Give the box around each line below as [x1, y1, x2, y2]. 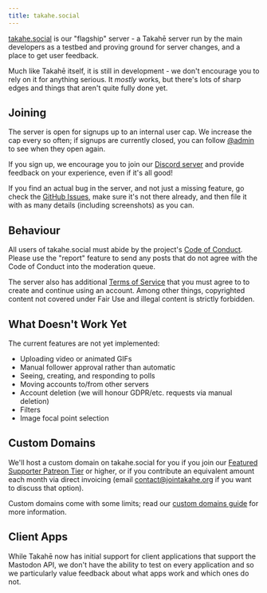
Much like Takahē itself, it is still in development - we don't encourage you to [8, 65, 261, 76]
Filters [19, 405, 41, 415]
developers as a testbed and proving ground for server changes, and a [8, 42, 241, 52]
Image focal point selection [19, 413, 109, 423]
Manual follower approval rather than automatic [19, 362, 176, 372]
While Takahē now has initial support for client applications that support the [8, 551, 257, 561]
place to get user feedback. [8, 50, 99, 60]
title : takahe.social [8, 11, 80, 20]
